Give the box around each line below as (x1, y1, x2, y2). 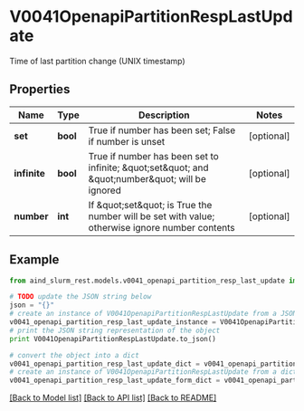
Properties (9, 81, 71, 97)
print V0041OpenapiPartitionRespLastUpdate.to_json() (9, 334, 217, 343)
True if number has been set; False (88, 124, 236, 137)
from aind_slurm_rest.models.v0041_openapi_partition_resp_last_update (9, 276, 285, 285)
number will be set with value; (88, 210, 215, 223)
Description (138, 109, 190, 121)
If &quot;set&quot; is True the (88, 198, 213, 211)
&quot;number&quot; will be (88, 172, 206, 185)
